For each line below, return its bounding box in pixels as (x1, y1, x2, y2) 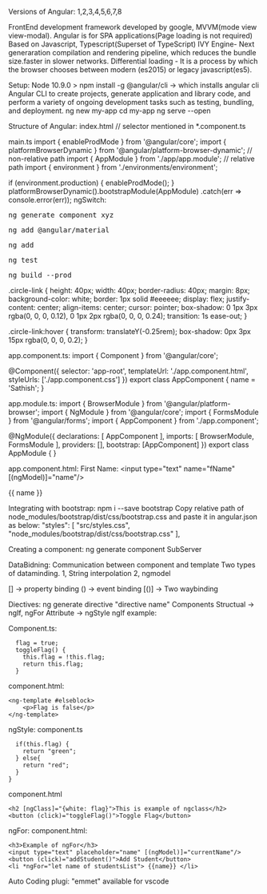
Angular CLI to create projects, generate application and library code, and (8, 89, 251, 99)
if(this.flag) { (15, 740, 70, 748)
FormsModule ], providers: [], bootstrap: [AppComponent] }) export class (8, 440, 249, 449)
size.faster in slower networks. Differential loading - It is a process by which (8, 56, 258, 66)
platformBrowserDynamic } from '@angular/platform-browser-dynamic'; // (8, 146, 253, 155)
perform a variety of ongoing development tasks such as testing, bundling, (8, 98, 254, 107)
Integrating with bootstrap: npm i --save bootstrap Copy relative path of (8, 504, 245, 513)
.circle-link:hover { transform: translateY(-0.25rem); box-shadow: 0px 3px (8, 327, 252, 336)
